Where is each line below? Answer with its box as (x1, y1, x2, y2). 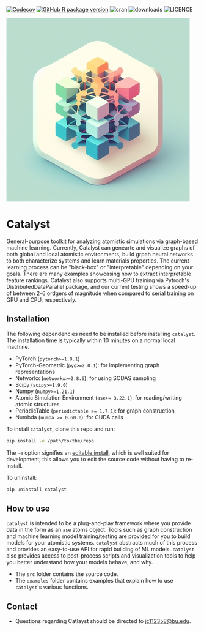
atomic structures (15, 400, 60, 408)
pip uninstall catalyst (6, 487, 67, 493)
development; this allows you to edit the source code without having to (6, 455, 184, 463)
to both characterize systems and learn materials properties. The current (6, 257, 189, 264)
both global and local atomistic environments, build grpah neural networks (6, 250, 194, 258)
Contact (6, 601, 38, 611)
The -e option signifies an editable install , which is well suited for (6, 449, 170, 456)
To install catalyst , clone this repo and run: (6, 425, 115, 433)
